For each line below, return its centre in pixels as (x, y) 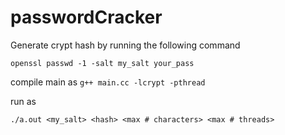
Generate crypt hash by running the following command (125, 45)
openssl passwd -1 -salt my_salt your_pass (102, 63)
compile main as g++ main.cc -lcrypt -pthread (108, 82)
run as (23, 101)
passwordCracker (86, 17)
